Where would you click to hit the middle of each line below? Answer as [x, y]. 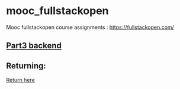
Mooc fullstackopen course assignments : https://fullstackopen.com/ [90, 27]
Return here [21, 80]
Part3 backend [34, 46]
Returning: [26, 66]
